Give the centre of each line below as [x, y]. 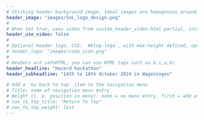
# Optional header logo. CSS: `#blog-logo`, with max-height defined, [97, 46]
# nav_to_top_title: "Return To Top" [54, 102]
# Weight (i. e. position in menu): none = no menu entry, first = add [99, 96]
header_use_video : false [38, 35]
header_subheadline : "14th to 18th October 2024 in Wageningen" [89, 74]
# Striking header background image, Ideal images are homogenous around [102, 12]
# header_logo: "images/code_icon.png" [57, 52]
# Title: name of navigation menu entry [58, 91]
